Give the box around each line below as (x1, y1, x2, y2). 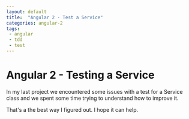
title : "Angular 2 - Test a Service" (6, 14, 103, 20)
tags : (6, 25, 20, 32)
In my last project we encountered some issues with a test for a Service (6, 88, 183, 95)
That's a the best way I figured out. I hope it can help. (6, 106, 139, 113)
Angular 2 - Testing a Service (6, 69, 155, 82)
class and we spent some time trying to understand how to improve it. (6, 94, 179, 102)
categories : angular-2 (6, 20, 63, 26)
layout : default (6, 8, 47, 15)
